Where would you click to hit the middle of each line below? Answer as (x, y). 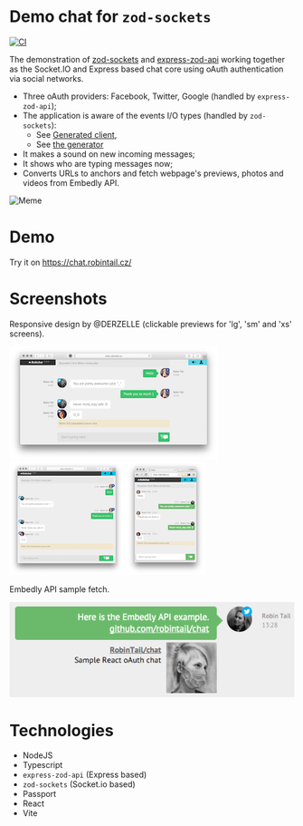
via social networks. (47, 78)
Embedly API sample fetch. (60, 589)
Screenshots (58, 299)
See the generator (70, 144)
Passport (39, 794)
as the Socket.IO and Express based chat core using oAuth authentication (147, 69)
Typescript (43, 765)
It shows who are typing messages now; (98, 163)
